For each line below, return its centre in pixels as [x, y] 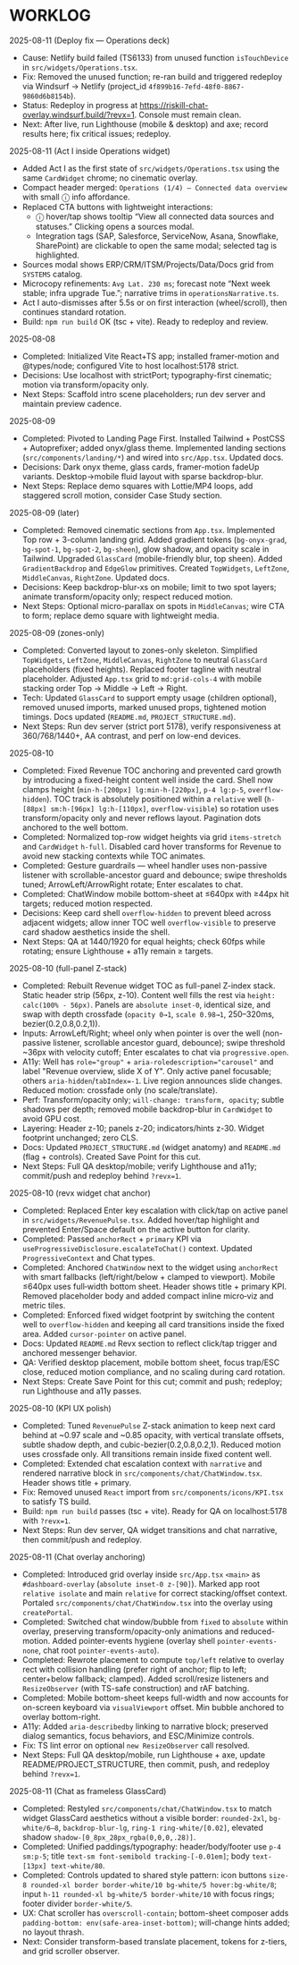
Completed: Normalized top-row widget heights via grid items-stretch [152, 836]
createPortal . [47, 1612]
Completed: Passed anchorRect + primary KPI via [112, 1239]
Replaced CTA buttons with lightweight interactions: [117, 207]
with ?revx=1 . [46, 1520]
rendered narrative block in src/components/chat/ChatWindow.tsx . [142, 1473]
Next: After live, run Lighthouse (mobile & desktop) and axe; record [145, 124]
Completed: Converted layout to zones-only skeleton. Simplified [140, 650]
